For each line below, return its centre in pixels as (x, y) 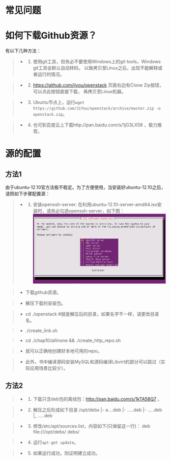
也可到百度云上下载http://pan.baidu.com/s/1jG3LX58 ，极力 (95, 125)
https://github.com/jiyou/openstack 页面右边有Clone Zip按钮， (98, 85)
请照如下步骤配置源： (27, 194)
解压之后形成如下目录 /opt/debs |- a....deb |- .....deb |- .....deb (97, 410)
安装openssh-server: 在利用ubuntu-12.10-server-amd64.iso (95, 205)
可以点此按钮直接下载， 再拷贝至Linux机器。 (79, 92)
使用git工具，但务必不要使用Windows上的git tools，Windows (97, 62)
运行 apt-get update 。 (56, 442)
